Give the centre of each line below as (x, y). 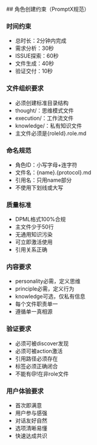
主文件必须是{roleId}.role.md (51, 133)
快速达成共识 (31, 436)
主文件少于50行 (34, 227)
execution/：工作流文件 (44, 118)
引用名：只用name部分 (43, 180)
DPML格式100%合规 (40, 219)
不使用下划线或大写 (39, 187)
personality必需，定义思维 (48, 281)
